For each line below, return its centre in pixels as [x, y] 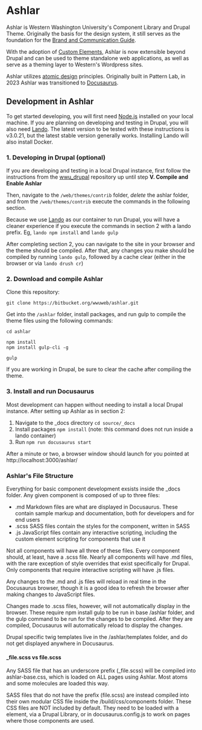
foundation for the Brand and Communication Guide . [71, 40]
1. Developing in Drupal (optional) [56, 157]
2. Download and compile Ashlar [55, 279]
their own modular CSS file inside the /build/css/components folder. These [99, 702]
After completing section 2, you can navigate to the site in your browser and [100, 244]
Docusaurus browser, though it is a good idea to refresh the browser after [98, 588]
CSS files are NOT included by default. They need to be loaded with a [93, 708]
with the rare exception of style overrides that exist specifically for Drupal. [98, 563]
